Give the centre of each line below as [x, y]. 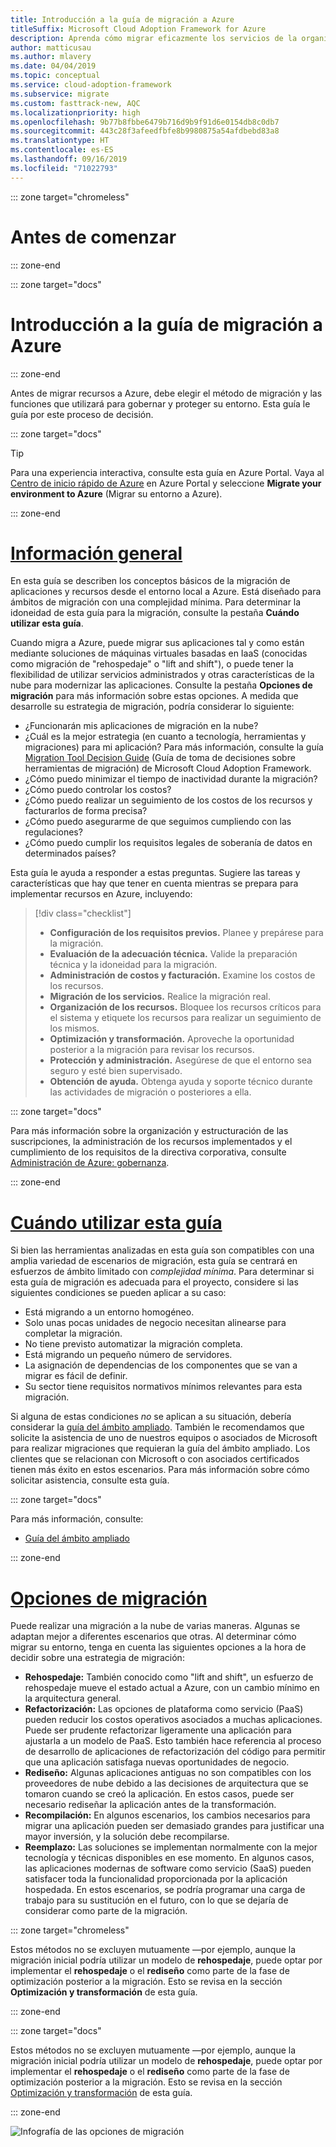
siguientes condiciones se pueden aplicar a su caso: [118, 1293]
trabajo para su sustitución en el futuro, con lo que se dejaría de [156, 1900]
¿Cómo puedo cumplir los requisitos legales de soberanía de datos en [168, 843]
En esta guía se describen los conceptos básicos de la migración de [150, 581]
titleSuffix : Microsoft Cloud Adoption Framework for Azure [138, 29]
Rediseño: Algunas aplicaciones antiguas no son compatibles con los [168, 1773]
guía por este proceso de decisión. [82, 414]
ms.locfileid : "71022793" [64, 168]
